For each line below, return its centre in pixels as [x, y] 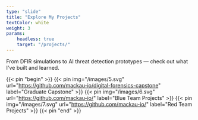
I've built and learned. [33, 67]
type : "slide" [24, 12]
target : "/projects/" [43, 45]
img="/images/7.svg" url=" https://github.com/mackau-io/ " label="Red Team [99, 104]
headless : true [36, 39]
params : [16, 34]
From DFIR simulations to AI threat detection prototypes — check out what [97, 61]
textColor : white [28, 22]
